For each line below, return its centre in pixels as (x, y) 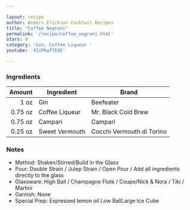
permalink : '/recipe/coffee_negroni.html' (60, 34)
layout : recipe (25, 17)
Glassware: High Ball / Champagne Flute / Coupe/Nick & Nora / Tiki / (99, 182)
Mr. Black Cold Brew (120, 112)
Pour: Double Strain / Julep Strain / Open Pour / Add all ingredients (97, 169)
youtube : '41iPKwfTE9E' (36, 51)
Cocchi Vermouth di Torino (129, 131)
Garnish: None (33, 194)
